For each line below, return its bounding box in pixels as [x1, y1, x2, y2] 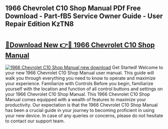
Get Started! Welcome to [111, 64, 163, 70]
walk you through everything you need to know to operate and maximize [5, 75, 156, 81]
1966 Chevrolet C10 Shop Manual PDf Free [5, 4, 141, 13]
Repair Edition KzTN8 [5, 20, 74, 28]
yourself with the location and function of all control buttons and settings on [5, 86, 163, 92]
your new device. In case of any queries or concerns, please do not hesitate [5, 113, 163, 118]
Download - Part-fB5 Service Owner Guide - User [5, 12, 163, 21]
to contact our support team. [5, 118, 65, 124]
